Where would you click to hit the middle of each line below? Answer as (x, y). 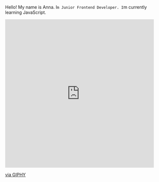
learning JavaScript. (26, 12)
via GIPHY (16, 175)
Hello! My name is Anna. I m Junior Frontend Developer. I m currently (76, 7)
